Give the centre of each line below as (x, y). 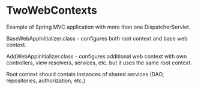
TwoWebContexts (52, 10)
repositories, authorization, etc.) (46, 80)
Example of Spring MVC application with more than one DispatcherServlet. (98, 27)
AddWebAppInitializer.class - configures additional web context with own (97, 56)
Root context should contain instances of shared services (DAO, (85, 74)
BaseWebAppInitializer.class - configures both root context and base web (97, 38)
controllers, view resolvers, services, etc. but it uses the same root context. (99, 63)
